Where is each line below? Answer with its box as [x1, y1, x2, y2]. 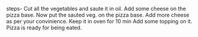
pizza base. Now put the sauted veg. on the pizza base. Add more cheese [6, 11, 190, 18]
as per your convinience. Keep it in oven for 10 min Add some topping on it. [6, 18, 193, 24]
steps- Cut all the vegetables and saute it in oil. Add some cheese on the [6, 5, 187, 12]
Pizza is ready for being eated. [6, 24, 82, 31]
